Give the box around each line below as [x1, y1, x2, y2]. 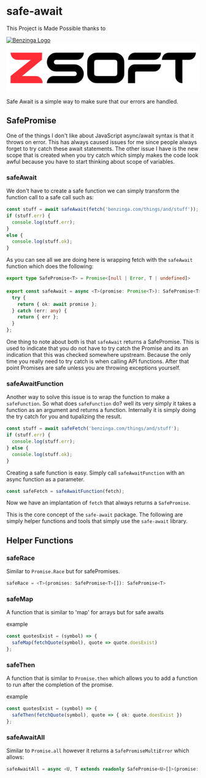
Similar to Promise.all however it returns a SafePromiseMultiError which [6, 747, 189, 755]
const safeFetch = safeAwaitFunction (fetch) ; [6, 488, 124, 494]
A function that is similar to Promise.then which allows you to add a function [6, 674, 198, 682]
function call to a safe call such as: [6, 194, 94, 201]
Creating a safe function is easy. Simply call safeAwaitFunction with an [6, 469, 185, 476]
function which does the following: [6, 262, 94, 270]
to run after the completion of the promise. [6, 681, 113, 688]
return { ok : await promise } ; [17, 301, 97, 307]
